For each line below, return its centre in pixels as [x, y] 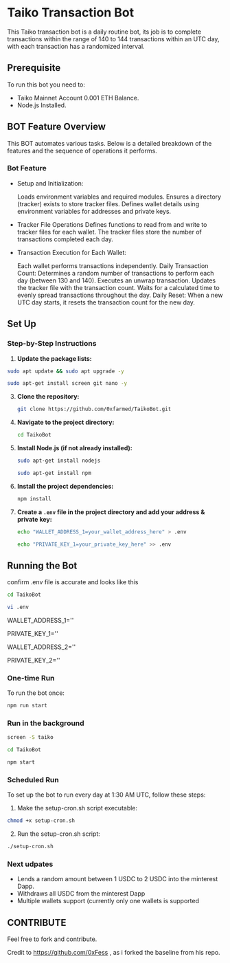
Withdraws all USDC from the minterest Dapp [81, 894]
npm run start [27, 706]
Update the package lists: [55, 358]
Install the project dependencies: [65, 486]
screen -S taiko [30, 738]
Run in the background [46, 723]
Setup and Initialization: [50, 183]
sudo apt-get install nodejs [59, 461]
